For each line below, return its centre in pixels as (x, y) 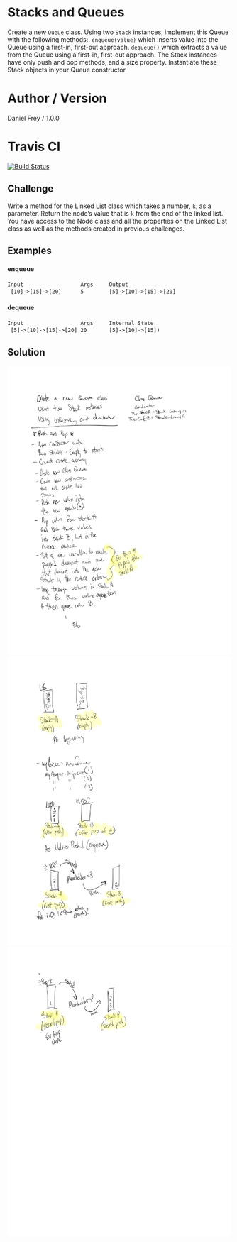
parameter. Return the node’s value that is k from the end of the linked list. (115, 213)
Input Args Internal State (81, 324)
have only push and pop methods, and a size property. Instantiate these (112, 62)
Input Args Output (68, 285)
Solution (26, 352)
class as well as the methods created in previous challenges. (96, 229)
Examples (29, 251)
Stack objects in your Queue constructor (67, 70)
